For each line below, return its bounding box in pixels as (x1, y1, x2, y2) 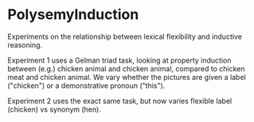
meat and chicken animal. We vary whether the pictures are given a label (7, 72, 246, 82)
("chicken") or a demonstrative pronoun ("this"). (7, 81, 166, 90)
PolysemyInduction (7, 6, 139, 24)
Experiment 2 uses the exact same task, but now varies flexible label (7, 96, 233, 105)
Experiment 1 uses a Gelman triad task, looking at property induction (7, 55, 232, 65)
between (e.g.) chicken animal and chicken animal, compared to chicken (7, 63, 245, 73)
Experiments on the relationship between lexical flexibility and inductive (7, 32, 242, 41)
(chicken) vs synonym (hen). (7, 105, 101, 114)
